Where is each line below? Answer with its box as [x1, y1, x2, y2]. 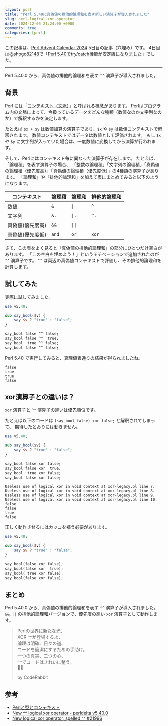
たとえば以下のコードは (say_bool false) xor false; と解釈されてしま [5, 418, 151, 424]
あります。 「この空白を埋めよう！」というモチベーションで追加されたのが [5, 251, 159, 257]
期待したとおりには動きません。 [14, 424, 81, 430]
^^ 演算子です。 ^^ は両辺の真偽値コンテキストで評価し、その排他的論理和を [5, 257, 162, 263]
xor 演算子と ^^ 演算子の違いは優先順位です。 [5, 407, 99, 413]
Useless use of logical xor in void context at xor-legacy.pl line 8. [5, 488, 155, 494]
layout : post [5, 7, 32, 12]
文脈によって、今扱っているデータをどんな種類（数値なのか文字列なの [18, 109, 162, 115]
